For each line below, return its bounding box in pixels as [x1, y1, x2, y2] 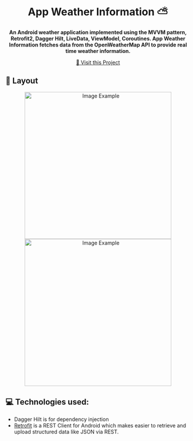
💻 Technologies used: [5, 397, 89, 407]
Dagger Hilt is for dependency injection [13, 416, 109, 423]
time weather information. [65, 47, 131, 54]
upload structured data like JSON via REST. [13, 428, 119, 435]
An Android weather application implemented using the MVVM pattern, [9, 28, 187, 36]
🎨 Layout [5, 76, 39, 86]
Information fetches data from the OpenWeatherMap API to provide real [9, 41, 187, 48]
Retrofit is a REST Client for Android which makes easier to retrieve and [13, 422, 187, 429]
